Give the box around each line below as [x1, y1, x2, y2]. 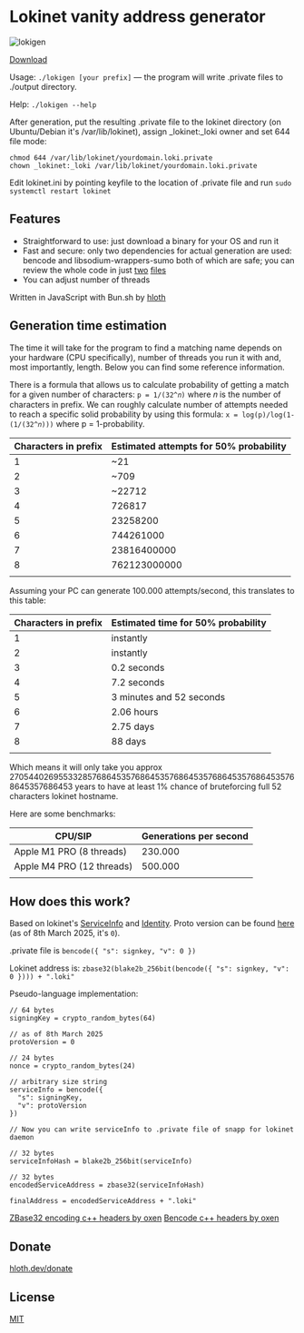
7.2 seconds [111, 676, 165, 688]
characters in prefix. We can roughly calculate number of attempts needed [9, 399, 289, 410]
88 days [111, 735, 147, 747]
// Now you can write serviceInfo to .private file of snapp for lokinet [9, 1125, 295, 1134]
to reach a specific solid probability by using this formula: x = [9, 409, 239, 420]
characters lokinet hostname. [9, 790, 119, 801]
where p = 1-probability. [55, 418, 145, 429]
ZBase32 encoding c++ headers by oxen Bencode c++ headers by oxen [9, 1212, 279, 1223]
